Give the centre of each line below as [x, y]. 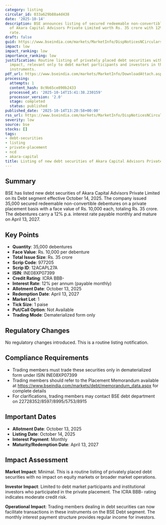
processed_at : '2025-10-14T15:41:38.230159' [56, 92]
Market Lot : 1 [26, 299]
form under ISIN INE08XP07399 [45, 375]
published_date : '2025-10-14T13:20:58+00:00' [53, 111]
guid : [11, 42]
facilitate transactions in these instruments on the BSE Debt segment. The [80, 512]
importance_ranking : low [31, 56]
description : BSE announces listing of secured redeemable [67, 23]
